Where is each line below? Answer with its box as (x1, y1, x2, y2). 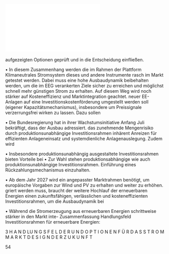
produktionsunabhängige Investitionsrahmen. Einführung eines (5, 162, 137, 167)
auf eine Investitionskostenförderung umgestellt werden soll (23, 99, 149, 105)
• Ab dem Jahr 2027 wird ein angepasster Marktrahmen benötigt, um (5, 177, 150, 183)
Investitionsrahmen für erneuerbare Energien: (5, 219, 100, 225)
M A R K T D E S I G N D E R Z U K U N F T (5, 234, 93, 240)
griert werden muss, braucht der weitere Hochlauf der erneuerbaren (5, 188, 148, 194)
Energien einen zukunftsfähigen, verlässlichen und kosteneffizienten (5, 193, 148, 199)
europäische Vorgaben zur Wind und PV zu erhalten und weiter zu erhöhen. (5, 182, 163, 188)
